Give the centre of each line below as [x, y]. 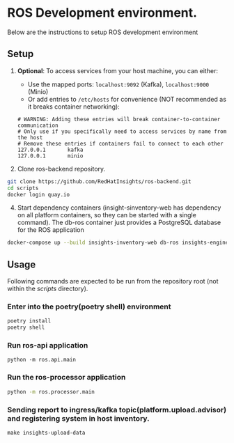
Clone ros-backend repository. [61, 169]
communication [38, 125]
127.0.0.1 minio [50, 156]
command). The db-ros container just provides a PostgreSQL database [119, 223]
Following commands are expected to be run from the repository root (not [113, 281]
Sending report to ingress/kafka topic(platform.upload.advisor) [117, 410]
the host [30, 137]
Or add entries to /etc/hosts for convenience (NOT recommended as [127, 99]
